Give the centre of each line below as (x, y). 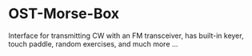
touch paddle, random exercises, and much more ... (93, 43)
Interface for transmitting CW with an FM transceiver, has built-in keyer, (126, 35)
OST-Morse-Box (64, 14)
